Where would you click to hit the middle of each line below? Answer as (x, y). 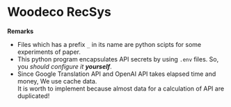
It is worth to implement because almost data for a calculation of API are (121, 88)
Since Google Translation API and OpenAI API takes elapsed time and (117, 74)
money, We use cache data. (57, 81)
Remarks (21, 31)
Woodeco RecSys (59, 12)
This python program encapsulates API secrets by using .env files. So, (118, 59)
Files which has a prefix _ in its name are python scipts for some (109, 44)
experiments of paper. (49, 52)
